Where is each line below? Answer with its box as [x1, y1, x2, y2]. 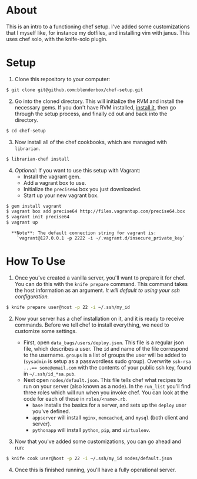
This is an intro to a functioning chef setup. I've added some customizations [6, 23, 190, 30]
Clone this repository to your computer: [14, 75, 111, 82]
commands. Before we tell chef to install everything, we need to [14, 321, 169, 328]
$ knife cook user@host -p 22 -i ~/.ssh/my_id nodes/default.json [6, 455, 172, 461]
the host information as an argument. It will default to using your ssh [14, 287, 181, 294]
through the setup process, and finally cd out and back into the [14, 110, 168, 117]
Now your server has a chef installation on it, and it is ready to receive [14, 315, 184, 322]
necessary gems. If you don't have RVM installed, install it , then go [14, 104, 176, 111]
